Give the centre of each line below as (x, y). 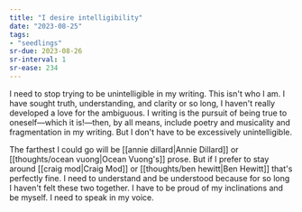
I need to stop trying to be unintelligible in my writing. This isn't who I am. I (147, 93)
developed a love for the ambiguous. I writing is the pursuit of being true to (148, 113)
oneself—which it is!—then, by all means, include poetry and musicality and (150, 122)
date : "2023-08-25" (46, 26)
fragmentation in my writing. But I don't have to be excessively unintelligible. (151, 132)
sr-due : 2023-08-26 (46, 51)
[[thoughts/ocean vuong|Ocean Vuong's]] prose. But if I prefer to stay (139, 159)
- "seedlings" (36, 43)
